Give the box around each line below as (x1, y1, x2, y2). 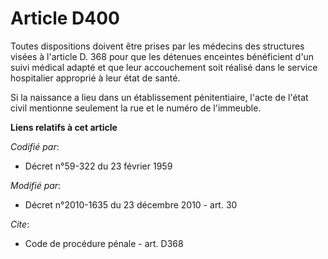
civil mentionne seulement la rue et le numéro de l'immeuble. (10, 102, 262, 114)
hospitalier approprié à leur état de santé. (10, 72, 181, 84)
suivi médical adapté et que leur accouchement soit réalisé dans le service (10, 61, 318, 73)
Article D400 (10, 7, 120, 30)
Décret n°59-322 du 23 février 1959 (24, 160, 173, 172)
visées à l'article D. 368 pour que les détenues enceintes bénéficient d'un (10, 50, 315, 62)
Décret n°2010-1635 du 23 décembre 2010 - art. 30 (24, 198, 238, 211)
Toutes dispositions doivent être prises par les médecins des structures (10, 40, 305, 52)
